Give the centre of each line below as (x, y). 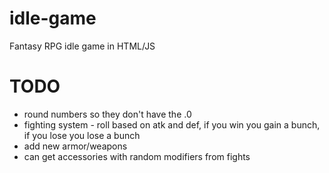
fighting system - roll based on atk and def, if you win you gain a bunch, (172, 124)
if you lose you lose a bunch (82, 135)
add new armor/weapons (75, 146)
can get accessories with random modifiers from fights (137, 156)
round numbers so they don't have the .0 (107, 114)
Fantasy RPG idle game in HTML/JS (82, 46)
